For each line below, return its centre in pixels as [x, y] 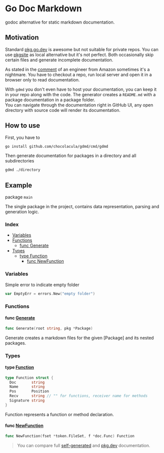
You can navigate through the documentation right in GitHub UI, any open [79, 105]
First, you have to [23, 137]
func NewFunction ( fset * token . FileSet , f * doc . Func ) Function [70, 436]
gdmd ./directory [23, 170]
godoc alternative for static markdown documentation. [60, 22]
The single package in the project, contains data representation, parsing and [82, 207]
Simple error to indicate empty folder [42, 285]
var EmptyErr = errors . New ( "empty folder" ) [50, 293]
